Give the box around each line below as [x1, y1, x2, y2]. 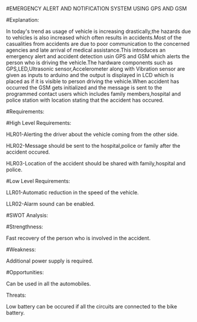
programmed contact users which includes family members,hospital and [6, 91, 181, 97]
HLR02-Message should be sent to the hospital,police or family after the [6, 142, 181, 149]
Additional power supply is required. [6, 257, 94, 264]
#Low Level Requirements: [6, 178, 70, 184]
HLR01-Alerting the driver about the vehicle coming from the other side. [6, 131, 179, 138]
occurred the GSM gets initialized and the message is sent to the [6, 84, 162, 91]
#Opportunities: [6, 269, 44, 275]
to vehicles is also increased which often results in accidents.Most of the [6, 34, 182, 41]
